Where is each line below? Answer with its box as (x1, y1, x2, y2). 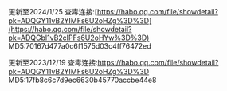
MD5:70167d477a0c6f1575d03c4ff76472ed (8, 42, 151, 50)
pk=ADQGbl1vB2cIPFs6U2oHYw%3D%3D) (8, 33, 150, 42)
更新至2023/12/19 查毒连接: (8, 58, 98, 67)
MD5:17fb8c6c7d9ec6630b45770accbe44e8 (8, 75, 157, 85)
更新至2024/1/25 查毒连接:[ (8, 7, 98, 16)
